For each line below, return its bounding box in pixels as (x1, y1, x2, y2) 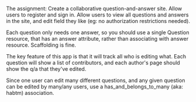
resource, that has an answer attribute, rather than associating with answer (6, 35, 189, 42)
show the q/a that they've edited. (6, 65, 87, 73)
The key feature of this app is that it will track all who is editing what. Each (6, 53, 187, 60)
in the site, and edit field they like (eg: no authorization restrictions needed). (6, 18, 191, 24)
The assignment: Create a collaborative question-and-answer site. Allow (6, 5, 182, 12)
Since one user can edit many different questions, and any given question (6, 77, 185, 84)
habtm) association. (6, 90, 54, 96)
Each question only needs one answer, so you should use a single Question (6, 29, 190, 36)
